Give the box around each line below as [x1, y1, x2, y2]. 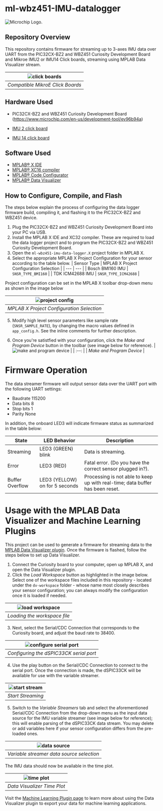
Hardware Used [5, 98, 53, 106]
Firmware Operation [5, 365, 87, 376]
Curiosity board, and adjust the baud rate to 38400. [12, 630, 115, 636]
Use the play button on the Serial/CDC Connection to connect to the [12, 663, 148, 668]
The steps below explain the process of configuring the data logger [5, 204, 140, 210]
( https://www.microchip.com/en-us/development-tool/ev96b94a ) [12, 116, 143, 122]
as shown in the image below [5, 285, 64, 291]
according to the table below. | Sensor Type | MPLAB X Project [12, 260, 137, 266]
